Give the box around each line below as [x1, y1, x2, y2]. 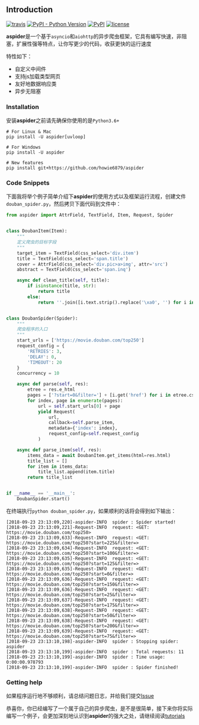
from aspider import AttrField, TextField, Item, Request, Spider [6, 212, 174, 218]
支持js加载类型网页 [14, 72, 61, 79]
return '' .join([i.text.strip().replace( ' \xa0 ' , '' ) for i [37, 299, 187, 305]
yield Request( [37, 408, 76, 414]
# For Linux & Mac [6, 129, 52, 135]
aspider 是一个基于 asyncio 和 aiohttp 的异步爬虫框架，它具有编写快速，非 [6, 33, 182, 40]
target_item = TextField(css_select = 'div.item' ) [17, 250, 139, 256]
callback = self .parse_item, [48, 420, 115, 426]
